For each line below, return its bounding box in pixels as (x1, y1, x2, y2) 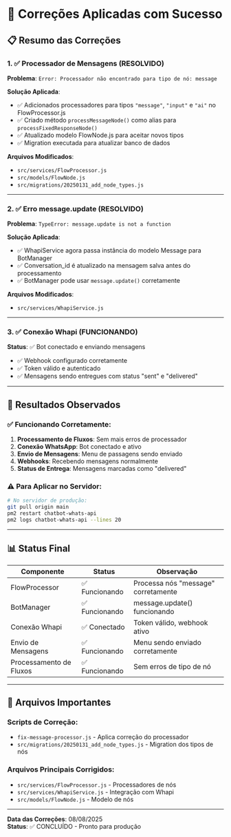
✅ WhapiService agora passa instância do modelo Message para (16, 246, 201, 255)
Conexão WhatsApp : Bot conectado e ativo (16, 443, 142, 451)
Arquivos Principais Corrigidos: (7, 765, 115, 774)
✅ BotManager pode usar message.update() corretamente (16, 277, 181, 285)
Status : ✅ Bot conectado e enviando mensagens (7, 343, 146, 351)
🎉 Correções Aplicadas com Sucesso (7, 6, 223, 22)
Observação (156, 566, 198, 576)
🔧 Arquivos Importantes (7, 697, 111, 708)
